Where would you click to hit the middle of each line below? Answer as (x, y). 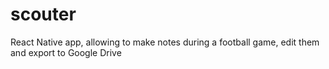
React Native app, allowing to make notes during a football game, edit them (165, 42)
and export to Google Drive (66, 52)
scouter (43, 14)
